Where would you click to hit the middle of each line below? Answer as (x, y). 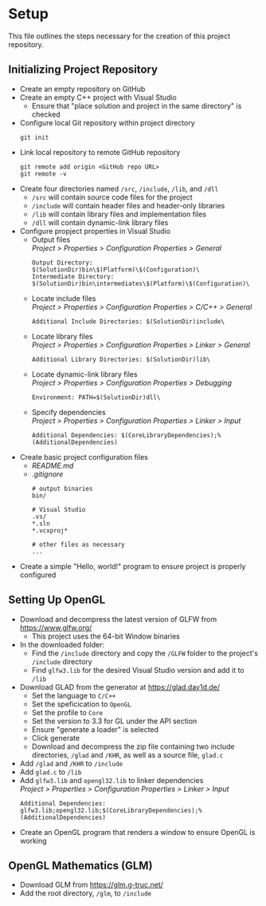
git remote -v (43, 174)
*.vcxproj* (50, 530)
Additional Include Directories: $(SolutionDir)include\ (128, 321)
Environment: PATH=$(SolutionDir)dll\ (96, 397)
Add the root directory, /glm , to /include (86, 893)
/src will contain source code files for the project (112, 197)
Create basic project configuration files (84, 457)
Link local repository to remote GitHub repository (100, 152)
